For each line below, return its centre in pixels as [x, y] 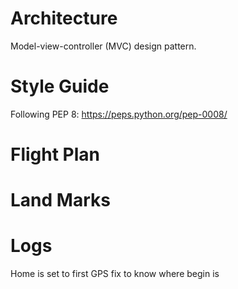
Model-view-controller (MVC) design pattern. [103, 46]
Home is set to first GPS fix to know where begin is [115, 274]
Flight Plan [55, 154]
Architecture [64, 18]
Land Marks [60, 200]
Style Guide [60, 86]
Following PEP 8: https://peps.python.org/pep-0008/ [119, 114]
